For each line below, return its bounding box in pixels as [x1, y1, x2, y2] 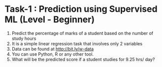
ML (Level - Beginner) [4, 14, 95, 25]
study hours [11, 35, 36, 41]
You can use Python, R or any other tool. [11, 51, 94, 57]
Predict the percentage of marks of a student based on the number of [11, 30, 154, 36]
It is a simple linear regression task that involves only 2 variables [11, 40, 143, 46]
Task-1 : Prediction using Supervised [4, 3, 158, 15]
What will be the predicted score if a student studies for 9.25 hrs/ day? [11, 56, 155, 62]
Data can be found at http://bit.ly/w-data [11, 46, 94, 52]
